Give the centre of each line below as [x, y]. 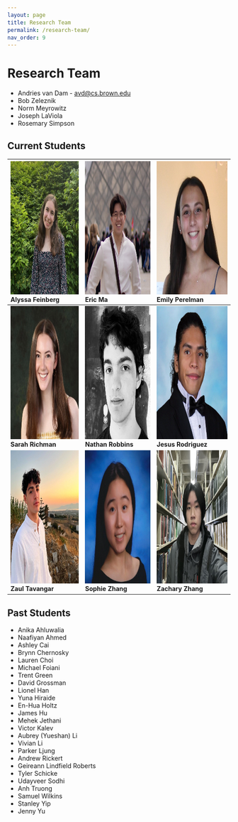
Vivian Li [30, 743]
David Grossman [42, 683]
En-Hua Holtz [38, 705]
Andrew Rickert [40, 758]
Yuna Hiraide [36, 698]
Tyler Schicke [38, 774]
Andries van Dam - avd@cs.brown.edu [74, 93]
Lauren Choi [35, 660]
